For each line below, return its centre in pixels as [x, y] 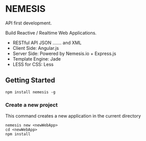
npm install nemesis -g [31, 92]
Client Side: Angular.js [36, 48]
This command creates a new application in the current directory [73, 116]
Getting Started [30, 80]
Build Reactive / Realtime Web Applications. [51, 33]
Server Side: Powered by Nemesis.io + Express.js [64, 53]
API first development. [28, 23]
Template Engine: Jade [37, 59]
